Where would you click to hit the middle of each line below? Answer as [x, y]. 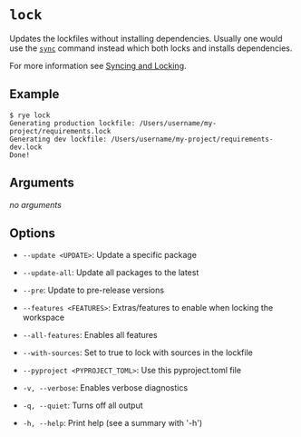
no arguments [35, 204]
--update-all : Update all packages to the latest [111, 273]
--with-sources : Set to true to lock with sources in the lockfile [138, 353]
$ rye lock [30, 115]
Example [34, 94]
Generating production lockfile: [73, 123]
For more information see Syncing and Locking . [98, 65]
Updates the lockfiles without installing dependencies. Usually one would [146, 38]
